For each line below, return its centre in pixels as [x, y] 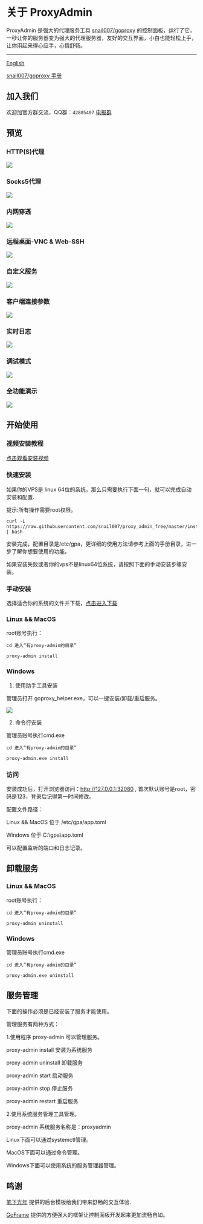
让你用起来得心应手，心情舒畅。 [46, 45]
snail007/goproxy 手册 [34, 76]
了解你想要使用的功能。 [40, 551]
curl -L [16, 521]
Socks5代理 [24, 182]
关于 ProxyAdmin [49, 12]
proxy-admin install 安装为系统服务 [49, 1049]
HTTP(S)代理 [25, 152]
